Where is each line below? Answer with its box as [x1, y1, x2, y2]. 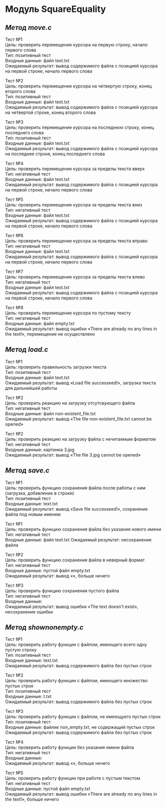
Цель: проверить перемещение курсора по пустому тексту [5, 310, 131, 316]
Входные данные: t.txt [5, 694, 52, 700]
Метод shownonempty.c [5, 623, 84, 632]
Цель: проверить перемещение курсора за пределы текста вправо [5, 238, 148, 244]
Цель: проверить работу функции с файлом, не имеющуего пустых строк [5, 714, 161, 719]
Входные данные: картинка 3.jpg [5, 447, 75, 452]
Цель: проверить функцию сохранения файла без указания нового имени [5, 526, 162, 532]
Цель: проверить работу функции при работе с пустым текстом [5, 775, 140, 781]
